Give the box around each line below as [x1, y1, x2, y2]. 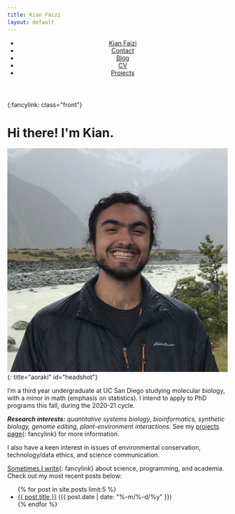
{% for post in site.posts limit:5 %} [17, 485, 117, 493]
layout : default [7, 18, 55, 26]
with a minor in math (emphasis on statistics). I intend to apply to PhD [7, 394, 207, 402]
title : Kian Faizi [7, 11, 61, 18]
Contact [111, 46, 134, 55]
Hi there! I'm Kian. [7, 124, 114, 141]
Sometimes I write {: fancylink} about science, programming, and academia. [7, 464, 225, 472]
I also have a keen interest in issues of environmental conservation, [7, 443, 201, 451]
